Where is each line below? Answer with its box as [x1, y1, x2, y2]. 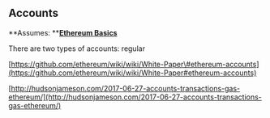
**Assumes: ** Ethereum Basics [8, 27, 118, 37]
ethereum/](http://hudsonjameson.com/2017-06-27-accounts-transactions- [8, 92, 262, 102]
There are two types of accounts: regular [8, 44, 146, 53]
